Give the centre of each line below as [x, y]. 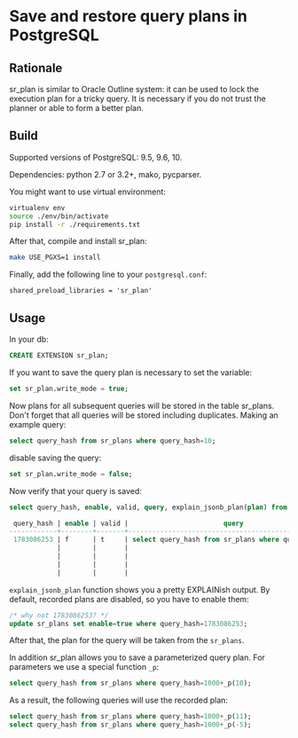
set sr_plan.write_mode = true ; [69, 389]
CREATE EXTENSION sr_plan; [59, 356]
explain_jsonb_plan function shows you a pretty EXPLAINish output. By [140, 589]
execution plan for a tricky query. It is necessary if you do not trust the [137, 98]
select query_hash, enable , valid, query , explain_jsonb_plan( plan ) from [149, 507]
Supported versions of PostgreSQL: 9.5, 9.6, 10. [96, 157]
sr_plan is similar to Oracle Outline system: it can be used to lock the [134, 89]
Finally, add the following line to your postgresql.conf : [108, 275]
